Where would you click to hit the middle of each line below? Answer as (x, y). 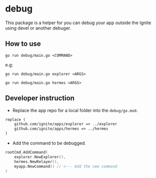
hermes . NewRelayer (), (36, 161)
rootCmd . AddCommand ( (27, 152)
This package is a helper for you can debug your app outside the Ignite (78, 23)
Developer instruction (40, 98)
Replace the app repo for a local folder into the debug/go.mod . (75, 110)
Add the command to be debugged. (49, 143)
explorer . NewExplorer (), (40, 157)
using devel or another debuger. (38, 28)
